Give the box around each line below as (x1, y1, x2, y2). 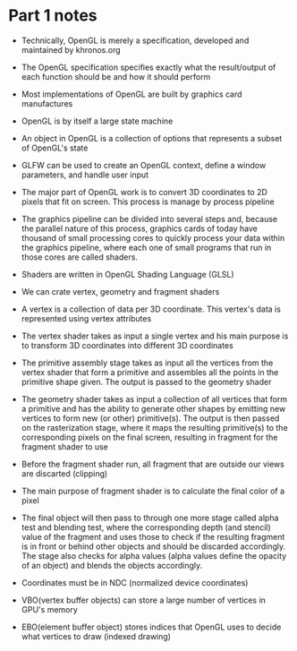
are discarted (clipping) (21, 467, 108, 479)
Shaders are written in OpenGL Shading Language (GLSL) (21, 269, 234, 279)
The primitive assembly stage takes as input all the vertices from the (21, 357, 274, 368)
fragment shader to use (21, 441, 108, 452)
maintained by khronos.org (21, 44, 122, 55)
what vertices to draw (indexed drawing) (21, 630, 172, 641)
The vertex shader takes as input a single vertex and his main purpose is (21, 330, 289, 341)
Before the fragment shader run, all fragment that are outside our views (21, 458, 285, 469)
